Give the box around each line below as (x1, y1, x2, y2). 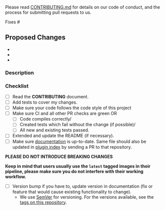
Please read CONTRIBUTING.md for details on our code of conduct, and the (5, 4, 160, 10)
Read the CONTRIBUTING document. (12, 94, 89, 100)
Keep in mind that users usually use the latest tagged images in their (5, 163, 151, 169)
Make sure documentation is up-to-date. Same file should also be (12, 138, 147, 144)
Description (5, 69, 34, 76)
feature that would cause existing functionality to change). (12, 189, 132, 195)
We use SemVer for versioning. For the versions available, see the (19, 194, 154, 200)
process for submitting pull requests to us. (5, 9, 92, 15)
